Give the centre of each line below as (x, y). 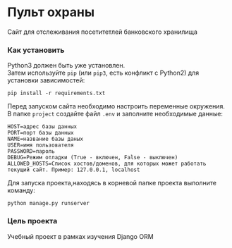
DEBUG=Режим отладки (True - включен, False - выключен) (93, 158)
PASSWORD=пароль (31, 151)
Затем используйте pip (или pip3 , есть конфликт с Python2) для (103, 73)
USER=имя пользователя (41, 145)
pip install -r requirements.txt (56, 93)
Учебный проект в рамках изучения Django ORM (80, 236)
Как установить (36, 50)
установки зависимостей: (46, 80)
